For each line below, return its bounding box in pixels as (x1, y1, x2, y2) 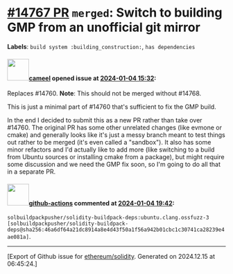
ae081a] (7, 234, 30, 241)
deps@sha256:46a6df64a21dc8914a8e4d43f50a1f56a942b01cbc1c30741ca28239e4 (7, 226, 225, 233)
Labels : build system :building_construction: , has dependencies (7, 42, 196, 51)
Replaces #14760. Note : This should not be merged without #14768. (7, 89, 202, 98)
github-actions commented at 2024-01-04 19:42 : (28, 199, 175, 207)
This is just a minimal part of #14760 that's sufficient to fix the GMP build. (7, 102, 216, 111)
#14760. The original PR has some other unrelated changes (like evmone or (7, 123, 223, 132)
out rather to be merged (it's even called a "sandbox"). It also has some (7, 138, 212, 147)
